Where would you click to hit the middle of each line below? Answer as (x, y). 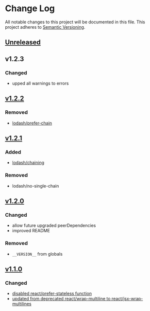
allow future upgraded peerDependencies (54, 225)
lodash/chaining (28, 163)
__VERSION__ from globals (37, 254)
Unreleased (23, 43)
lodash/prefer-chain (32, 123)
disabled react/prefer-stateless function (52, 294)
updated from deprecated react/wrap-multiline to (61, 299)
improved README (31, 231)
